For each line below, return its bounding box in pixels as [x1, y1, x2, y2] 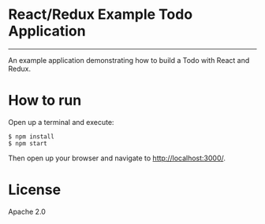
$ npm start [8, 139, 47, 147]
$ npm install [8, 132, 55, 141]
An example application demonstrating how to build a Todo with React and [8, 55, 250, 64]
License [8, 181, 62, 199]
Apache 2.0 [8, 207, 46, 216]
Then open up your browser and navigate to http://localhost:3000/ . [8, 153, 226, 163]
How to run [8, 92, 82, 109]
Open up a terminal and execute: [8, 117, 114, 127]
